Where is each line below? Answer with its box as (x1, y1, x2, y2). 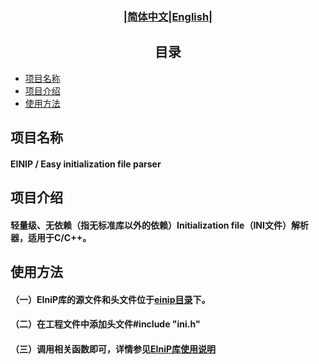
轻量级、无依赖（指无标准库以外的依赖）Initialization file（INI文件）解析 (10, 219, 309, 231)
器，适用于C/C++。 (10, 231, 92, 243)
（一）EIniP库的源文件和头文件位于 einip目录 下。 (10, 293, 211, 305)
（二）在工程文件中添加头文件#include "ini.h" (10, 318, 201, 330)
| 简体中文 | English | (123, 9, 213, 23)
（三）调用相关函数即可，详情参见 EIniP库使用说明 (10, 343, 217, 355)
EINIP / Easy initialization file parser (10, 158, 162, 170)
